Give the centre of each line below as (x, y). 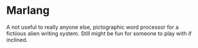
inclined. (17, 40)
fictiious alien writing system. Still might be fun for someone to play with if (99, 33)
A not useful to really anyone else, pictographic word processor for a (93, 27)
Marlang (28, 10)
